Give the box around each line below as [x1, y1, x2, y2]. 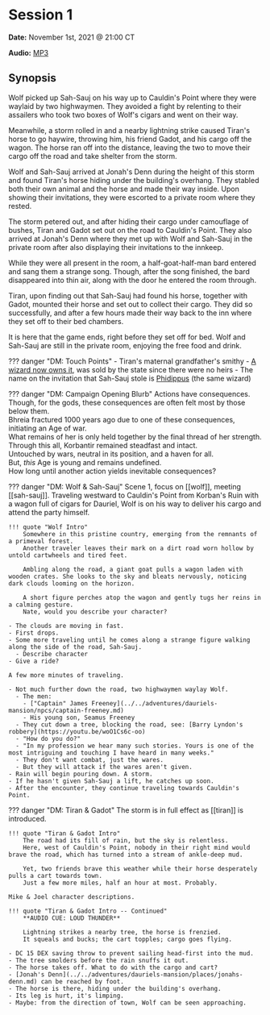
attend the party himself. [8, 507, 90, 517]
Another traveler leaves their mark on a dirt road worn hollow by [23, 544, 254, 552]
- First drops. [8, 629, 60, 637]
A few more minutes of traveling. [8, 671, 125, 679]
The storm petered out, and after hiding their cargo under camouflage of [8, 216, 249, 227]
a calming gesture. [8, 601, 74, 609]
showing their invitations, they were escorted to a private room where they [8, 192, 255, 202]
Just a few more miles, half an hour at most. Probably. [23, 879, 218, 887]
